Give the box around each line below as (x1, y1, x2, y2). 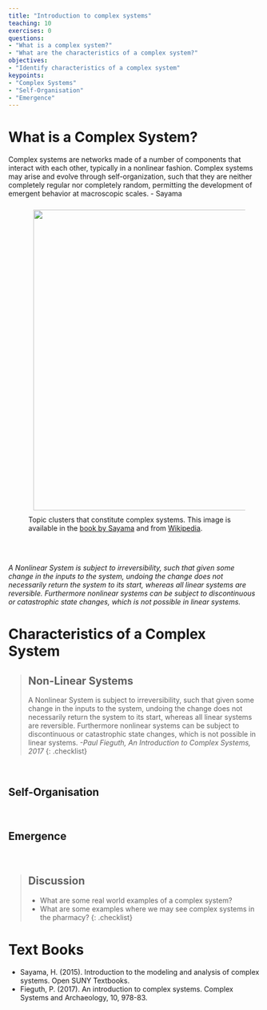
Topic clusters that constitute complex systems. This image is (28, 515, 232, 525)
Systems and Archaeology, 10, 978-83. (19, 992, 148, 1002)
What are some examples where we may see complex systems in (39, 903, 255, 914)
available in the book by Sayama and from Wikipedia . (28, 523, 203, 533)
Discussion (27, 875, 86, 888)
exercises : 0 (8, 26, 52, 34)
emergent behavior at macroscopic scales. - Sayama (8, 189, 182, 199)
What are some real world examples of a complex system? (39, 895, 233, 905)
